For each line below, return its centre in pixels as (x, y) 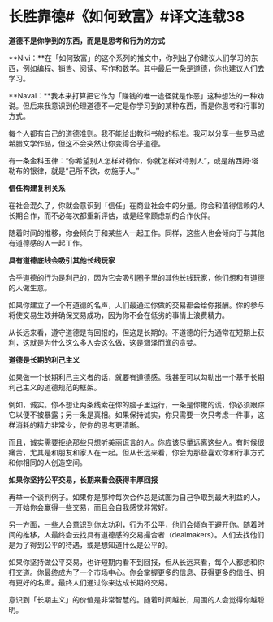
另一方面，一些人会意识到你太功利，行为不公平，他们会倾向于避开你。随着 (133, 524)
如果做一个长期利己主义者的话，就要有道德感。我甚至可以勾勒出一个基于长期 (136, 377)
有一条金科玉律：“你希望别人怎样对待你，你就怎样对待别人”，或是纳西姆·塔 (134, 160)
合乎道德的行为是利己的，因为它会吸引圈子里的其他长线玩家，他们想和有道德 (136, 277)
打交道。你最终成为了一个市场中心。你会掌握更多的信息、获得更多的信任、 (133, 572)
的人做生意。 (30, 287)
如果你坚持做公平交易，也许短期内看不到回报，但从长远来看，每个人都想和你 (136, 562)
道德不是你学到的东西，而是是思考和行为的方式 (87, 41)
